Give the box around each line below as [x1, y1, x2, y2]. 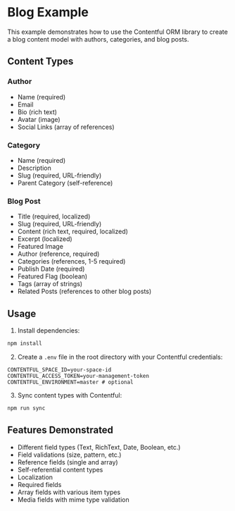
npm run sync [7, 405, 46, 412]
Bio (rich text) [17, 107, 58, 116]
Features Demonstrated [7, 424, 114, 436]
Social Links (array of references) [17, 123, 115, 131]
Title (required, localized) [17, 212, 91, 221]
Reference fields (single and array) [17, 457, 118, 466]
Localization [17, 473, 53, 481]
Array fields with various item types [17, 488, 121, 496]
